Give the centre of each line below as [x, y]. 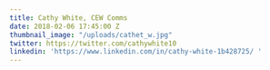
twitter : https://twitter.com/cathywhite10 [93, 43]
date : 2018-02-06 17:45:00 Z [65, 26]
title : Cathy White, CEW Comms [69, 18]
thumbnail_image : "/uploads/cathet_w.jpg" [91, 35]
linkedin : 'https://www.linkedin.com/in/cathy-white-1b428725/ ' [135, 52]
